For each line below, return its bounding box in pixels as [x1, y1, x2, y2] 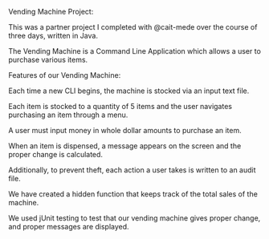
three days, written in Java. [8, 31, 99, 40]
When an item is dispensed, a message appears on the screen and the [8, 141, 242, 151]
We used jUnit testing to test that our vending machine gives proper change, [8, 213, 261, 223]
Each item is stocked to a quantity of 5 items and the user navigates [8, 102, 233, 111]
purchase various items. [8, 55, 88, 64]
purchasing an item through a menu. [8, 110, 128, 119]
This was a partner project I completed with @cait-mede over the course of [8, 22, 258, 31]
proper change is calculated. [8, 150, 103, 159]
